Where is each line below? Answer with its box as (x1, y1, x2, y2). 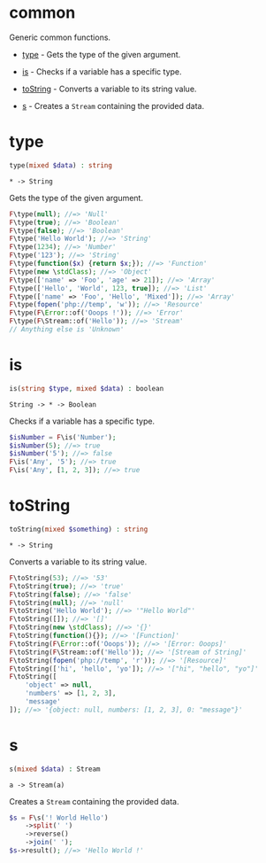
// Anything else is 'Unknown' (9, 325, 125, 334)
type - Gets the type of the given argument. (21, 49, 181, 59)
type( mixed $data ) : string (9, 160, 113, 170)
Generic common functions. (9, 32, 111, 43)
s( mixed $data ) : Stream (9, 765, 101, 774)
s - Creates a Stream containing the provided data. (21, 100, 205, 111)
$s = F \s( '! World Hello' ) (9, 813, 109, 822)
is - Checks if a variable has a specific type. (21, 66, 183, 77)
